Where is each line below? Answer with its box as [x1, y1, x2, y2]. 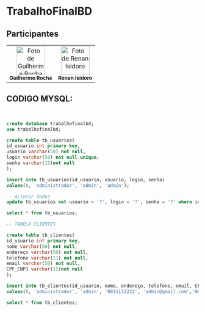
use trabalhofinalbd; [6, 126, 62, 132]
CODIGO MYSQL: [6, 93, 73, 104]
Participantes [6, 29, 59, 39]
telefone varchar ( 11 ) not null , [6, 255, 88, 261]
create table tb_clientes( [6, 232, 75, 239]
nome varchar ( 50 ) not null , [6, 243, 78, 250]
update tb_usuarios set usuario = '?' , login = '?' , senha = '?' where [6, 199, 192, 205]
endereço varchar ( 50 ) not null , [6, 249, 88, 255]
